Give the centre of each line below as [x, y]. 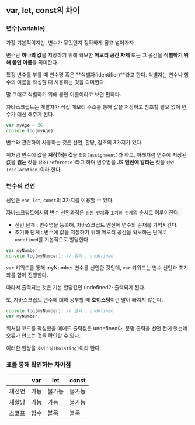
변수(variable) [26, 29]
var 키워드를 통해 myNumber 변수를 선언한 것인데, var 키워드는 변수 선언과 [92, 268]
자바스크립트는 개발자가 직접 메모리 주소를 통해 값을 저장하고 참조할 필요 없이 [93, 106]
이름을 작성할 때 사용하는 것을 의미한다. [61, 82]
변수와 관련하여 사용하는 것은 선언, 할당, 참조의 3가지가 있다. [74, 143]
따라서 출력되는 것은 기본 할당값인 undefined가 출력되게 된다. [76, 288]
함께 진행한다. [32, 275]
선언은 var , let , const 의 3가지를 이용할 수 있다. [60, 200]
